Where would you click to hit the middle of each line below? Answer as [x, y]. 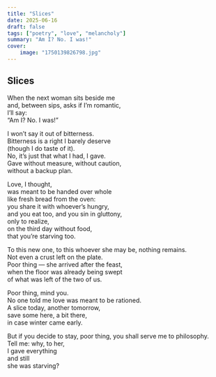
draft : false [26, 27]
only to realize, [29, 221]
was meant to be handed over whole [60, 191]
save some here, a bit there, [47, 315]
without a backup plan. [40, 170]
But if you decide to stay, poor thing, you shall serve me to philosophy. [108, 336]
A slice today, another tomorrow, [54, 307]
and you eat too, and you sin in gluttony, [65, 214]
